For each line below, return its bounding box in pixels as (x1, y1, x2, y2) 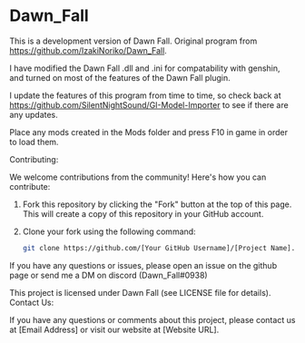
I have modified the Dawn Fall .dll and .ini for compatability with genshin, (9, 63, 280, 73)
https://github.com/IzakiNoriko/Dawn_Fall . (9, 44, 168, 55)
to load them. (9, 136, 59, 147)
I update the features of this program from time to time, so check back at (9, 90, 281, 101)
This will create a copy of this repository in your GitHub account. (22, 208, 264, 219)
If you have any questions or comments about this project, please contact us (9, 314, 296, 325)
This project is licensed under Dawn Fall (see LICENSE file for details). (9, 287, 271, 298)
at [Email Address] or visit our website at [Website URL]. (9, 324, 220, 335)
